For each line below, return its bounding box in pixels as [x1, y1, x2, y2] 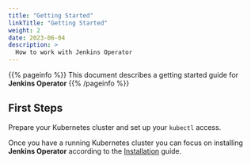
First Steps [8, 101, 63, 115]
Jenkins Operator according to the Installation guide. [8, 146, 182, 155]
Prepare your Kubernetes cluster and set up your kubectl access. [8, 122, 222, 132]
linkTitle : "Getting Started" [8, 19, 108, 27]
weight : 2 [8, 26, 41, 34]
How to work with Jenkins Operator [15, 48, 133, 56]
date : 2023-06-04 [8, 33, 66, 42]
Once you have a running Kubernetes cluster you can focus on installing [8, 138, 244, 147]
